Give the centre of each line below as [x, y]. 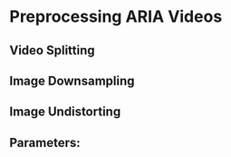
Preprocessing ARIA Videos [116, 17]
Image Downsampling [72, 80]
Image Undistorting [65, 112]
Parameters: [45, 142]
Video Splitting [52, 50]
